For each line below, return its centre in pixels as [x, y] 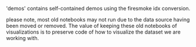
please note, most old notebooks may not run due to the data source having [98, 19]
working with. [23, 38]
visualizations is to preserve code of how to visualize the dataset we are [93, 32]
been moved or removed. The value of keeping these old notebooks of [92, 26]
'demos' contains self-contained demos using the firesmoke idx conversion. [98, 8]
